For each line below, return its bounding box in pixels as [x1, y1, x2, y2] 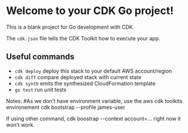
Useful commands [6, 52, 75, 62]
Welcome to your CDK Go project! [6, 4, 174, 18]
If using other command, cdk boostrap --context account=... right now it [6, 115, 181, 122]
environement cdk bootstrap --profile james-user [6, 104, 125, 111]
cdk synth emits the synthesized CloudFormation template [14, 80, 156, 87]
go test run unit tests [14, 86, 66, 93]
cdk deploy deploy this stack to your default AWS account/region [14, 67, 172, 74]
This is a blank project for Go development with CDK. [6, 23, 135, 30]
